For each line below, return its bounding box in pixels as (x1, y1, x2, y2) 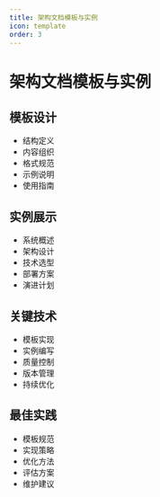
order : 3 (9, 30, 42, 39)
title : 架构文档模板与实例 (9, 13, 99, 22)
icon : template (9, 22, 67, 31)
